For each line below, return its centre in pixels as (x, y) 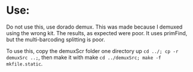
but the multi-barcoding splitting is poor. (56, 39)
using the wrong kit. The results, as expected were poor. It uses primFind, (97, 33)
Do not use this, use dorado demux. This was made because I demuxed (94, 27)
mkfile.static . (24, 64)
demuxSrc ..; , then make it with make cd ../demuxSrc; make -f (84, 57)
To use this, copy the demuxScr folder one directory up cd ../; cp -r (92, 51)
